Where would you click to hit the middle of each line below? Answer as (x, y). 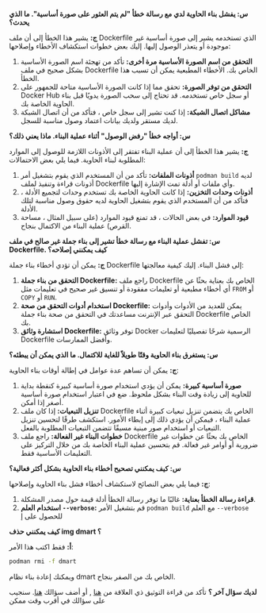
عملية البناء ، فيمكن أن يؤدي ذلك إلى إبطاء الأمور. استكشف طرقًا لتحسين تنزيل (136, 419)
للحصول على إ (41, 516)
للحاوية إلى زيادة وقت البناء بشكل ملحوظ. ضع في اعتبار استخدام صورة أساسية (136, 394)
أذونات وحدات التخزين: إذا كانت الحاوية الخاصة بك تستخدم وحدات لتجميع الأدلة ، (137, 192)
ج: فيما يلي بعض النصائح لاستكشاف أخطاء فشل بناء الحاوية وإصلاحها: (110, 484)
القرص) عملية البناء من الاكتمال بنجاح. (76, 226)
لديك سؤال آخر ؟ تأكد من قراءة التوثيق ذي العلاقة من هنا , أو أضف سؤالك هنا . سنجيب (133, 592)
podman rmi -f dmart (43, 561)
